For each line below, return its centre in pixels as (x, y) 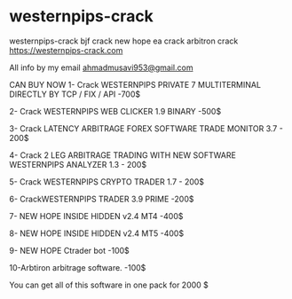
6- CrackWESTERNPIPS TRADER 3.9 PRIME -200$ (102, 199)
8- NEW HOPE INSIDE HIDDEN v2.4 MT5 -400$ (97, 233)
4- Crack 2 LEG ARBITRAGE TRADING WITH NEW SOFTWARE (123, 155)
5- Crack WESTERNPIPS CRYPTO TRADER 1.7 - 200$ (107, 181)
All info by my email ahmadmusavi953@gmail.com (101, 67)
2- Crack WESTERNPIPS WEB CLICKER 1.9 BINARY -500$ (115, 111)
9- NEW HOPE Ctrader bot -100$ (70, 250)
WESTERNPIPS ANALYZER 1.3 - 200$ (78, 164)
